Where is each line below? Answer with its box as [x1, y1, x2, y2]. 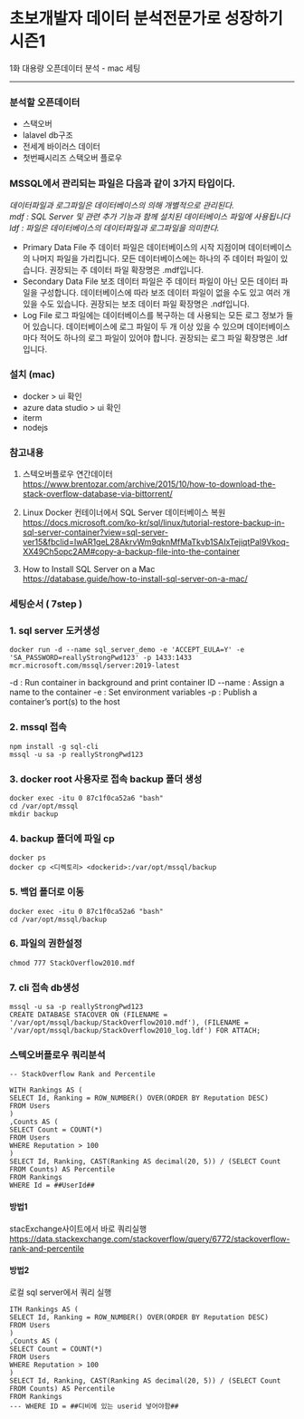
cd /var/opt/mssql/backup [9, 915, 107, 924]
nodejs [22, 422, 48, 433]
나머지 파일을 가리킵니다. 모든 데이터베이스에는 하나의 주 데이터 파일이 [32, 253, 279, 264]
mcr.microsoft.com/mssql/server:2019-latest [9, 661, 180, 671]
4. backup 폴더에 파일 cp [9, 831, 115, 844]
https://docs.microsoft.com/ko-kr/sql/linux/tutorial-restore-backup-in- [22, 518, 285, 529]
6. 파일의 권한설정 [9, 938, 83, 950]
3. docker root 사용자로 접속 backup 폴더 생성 [9, 773, 203, 785]
